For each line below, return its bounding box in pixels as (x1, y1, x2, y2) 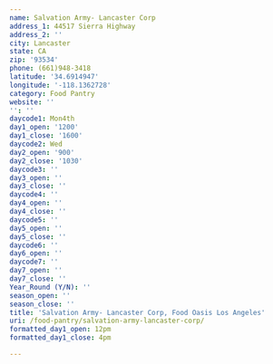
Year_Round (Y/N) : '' (9, 283, 92, 292)
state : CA (9, 47, 47, 56)
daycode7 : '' (9, 257, 59, 267)
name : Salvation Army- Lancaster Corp (9, 13, 156, 23)
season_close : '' (9, 300, 75, 309)
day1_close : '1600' (9, 131, 83, 140)
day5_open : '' (9, 224, 63, 233)
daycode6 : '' (9, 241, 59, 250)
